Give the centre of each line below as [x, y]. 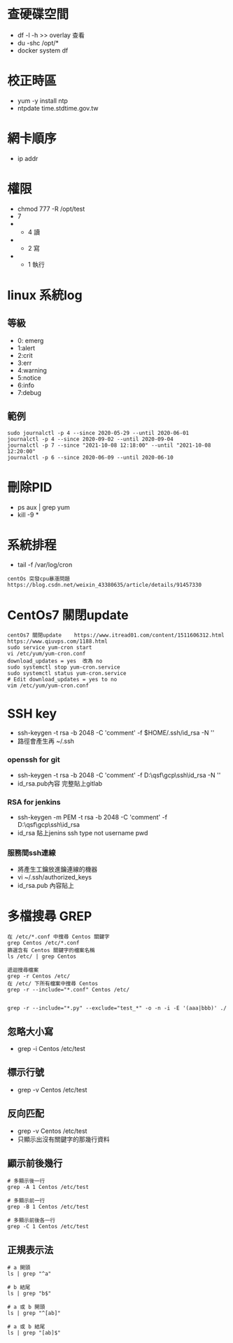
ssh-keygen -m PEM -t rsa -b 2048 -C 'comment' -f [92, 817]
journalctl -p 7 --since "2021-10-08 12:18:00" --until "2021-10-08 [109, 445]
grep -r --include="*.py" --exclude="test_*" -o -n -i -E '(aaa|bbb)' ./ [117, 1008]
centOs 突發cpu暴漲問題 [38, 579]
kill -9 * [28, 515]
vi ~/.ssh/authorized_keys [55, 877]
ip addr [28, 158]
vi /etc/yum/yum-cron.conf [47, 654]
